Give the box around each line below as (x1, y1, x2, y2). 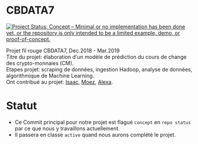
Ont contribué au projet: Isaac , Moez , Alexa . (6, 78, 113, 86)
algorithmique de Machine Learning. (6, 72, 95, 79)
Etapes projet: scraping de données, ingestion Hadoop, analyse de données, (6, 66, 193, 73)
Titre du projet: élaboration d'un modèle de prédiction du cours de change (6, 53, 187, 60)
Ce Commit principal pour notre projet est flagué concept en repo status (14, 119, 191, 126)
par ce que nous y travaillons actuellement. (14, 125, 120, 132)
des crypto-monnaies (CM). (6, 60, 74, 67)
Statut (6, 99, 37, 113)
